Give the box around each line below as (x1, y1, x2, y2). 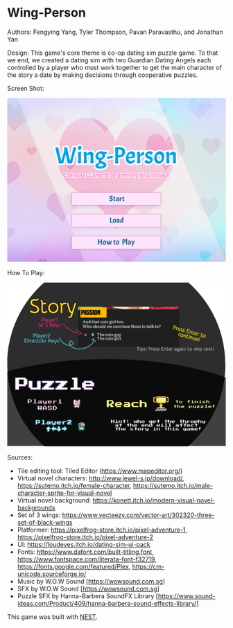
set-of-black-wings (17, 518, 73, 527)
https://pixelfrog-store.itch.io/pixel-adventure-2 (17, 533, 154, 541)
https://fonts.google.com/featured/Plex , (17, 563, 131, 571)
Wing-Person (7, 5, 87, 21)
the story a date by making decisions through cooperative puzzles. (7, 71, 198, 79)
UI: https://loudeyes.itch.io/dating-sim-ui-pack (17, 541, 150, 549)
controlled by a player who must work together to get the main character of (7, 63, 223, 71)
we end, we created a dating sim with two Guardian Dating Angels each (7, 55, 212, 64)
